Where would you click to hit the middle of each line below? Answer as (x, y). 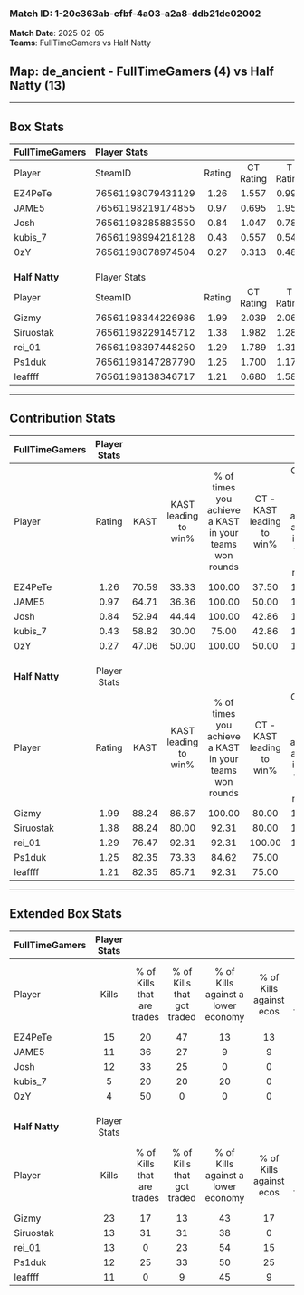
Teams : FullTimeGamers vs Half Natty (81, 43)
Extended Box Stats (66, 914)
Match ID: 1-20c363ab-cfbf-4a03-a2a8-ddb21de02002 (135, 14)
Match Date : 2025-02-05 (57, 33)
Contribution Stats (62, 419)
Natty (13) (38, 86)
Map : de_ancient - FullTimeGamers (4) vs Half (142, 71)
